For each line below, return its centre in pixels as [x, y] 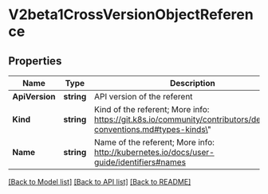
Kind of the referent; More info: [152, 109]
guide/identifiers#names [140, 162]
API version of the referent [144, 97]
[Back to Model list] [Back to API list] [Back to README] [100, 182]
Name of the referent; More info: [155, 142]
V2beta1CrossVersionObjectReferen [131, 15]
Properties [35, 61]
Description [193, 83]
